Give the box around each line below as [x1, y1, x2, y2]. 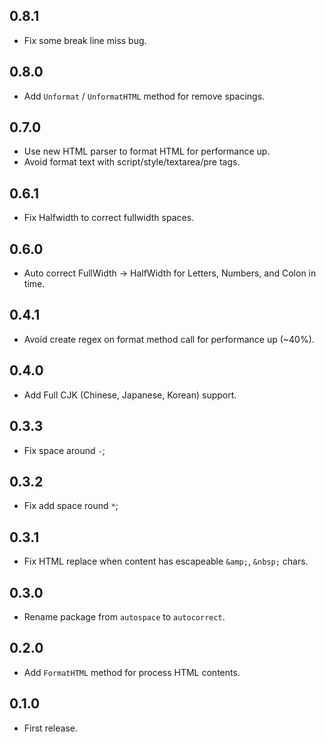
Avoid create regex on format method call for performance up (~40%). [23, 333, 315, 345]
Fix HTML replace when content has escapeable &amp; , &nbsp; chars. [23, 555, 309, 568]
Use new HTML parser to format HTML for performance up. [23, 145, 271, 158]
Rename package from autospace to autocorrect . [23, 610, 226, 623]
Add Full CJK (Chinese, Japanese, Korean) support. [23, 389, 237, 401]
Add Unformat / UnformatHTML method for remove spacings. [23, 90, 266, 102]
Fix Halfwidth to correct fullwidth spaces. [23, 212, 195, 224]
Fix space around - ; [23, 444, 106, 456]
